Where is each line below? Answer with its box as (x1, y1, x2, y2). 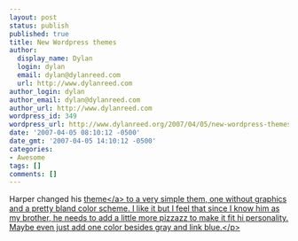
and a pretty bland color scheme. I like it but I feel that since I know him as (9, 203, 280, 214)
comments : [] (9, 169, 58, 178)
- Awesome (9, 152, 46, 162)
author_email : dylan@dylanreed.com (9, 95, 141, 105)
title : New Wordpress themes (9, 37, 117, 47)
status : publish (9, 21, 69, 30)
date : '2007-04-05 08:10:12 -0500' (9, 128, 141, 137)
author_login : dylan (9, 87, 86, 96)
